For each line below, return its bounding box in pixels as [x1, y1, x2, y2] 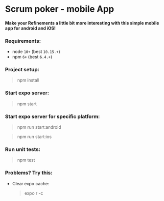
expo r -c [24, 190, 43, 196]
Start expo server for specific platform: [5, 113, 100, 120]
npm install [17, 77, 40, 83]
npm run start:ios [17, 134, 52, 140]
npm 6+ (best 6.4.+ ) [12, 54, 52, 60]
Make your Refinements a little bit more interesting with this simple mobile [5, 20, 159, 26]
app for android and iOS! [5, 25, 56, 31]
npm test [17, 157, 35, 163]
